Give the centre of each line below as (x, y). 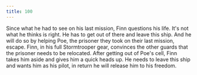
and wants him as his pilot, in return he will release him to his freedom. (91, 66)
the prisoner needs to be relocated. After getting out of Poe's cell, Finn (92, 53)
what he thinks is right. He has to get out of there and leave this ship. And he (99, 34)
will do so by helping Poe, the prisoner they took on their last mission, (90, 40)
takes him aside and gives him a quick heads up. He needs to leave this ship (98, 59)
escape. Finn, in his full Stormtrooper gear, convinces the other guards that (97, 47)
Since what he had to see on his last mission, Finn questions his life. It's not (98, 28)
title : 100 (19, 11)
